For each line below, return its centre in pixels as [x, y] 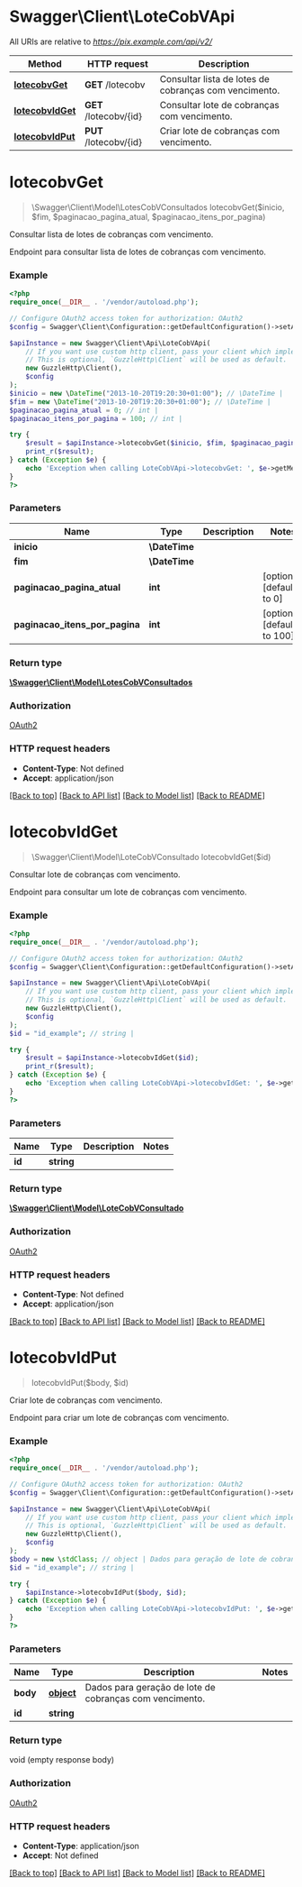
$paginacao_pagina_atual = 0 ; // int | [84, 410]
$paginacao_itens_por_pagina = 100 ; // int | [96, 418]
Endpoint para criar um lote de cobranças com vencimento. [119, 1417]
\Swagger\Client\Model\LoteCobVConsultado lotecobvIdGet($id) [151, 856]
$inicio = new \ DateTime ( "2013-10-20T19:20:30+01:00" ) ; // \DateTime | [146, 393]
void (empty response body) [62, 1760]
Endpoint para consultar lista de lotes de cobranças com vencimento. [138, 252]
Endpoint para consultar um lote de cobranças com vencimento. [128, 892]
